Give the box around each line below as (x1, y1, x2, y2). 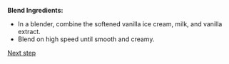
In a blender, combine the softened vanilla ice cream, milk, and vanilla (17, 20, 223, 28)
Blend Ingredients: (7, 6, 63, 14)
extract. (17, 28, 41, 36)
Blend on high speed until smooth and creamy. (17, 35, 155, 43)
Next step (7, 49, 36, 57)
